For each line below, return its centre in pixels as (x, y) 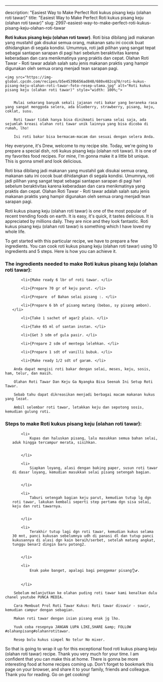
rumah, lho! (17, 128)
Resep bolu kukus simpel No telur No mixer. (59, 640)
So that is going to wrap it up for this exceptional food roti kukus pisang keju (81, 649)
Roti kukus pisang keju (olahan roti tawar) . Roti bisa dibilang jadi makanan (80, 37)
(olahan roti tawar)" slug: (30, 23)
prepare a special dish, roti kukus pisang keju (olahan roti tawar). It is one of (81, 151)
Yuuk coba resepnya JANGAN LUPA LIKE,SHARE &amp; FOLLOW (73, 627)
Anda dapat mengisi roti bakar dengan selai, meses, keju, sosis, (82, 369)
